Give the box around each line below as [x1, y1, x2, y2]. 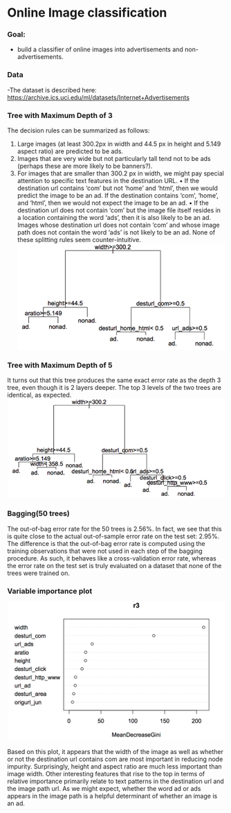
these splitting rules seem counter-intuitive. [17, 236, 142, 244]
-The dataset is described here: [7, 85, 97, 94]
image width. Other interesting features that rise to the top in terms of [7, 770, 205, 778]
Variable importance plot [7, 586, 93, 596]
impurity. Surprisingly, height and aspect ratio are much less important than [7, 762, 223, 771]
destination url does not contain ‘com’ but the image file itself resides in [17, 206, 221, 214]
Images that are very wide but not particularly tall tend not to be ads [17, 155, 211, 163]
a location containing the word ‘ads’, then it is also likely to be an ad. [17, 214, 212, 222]
